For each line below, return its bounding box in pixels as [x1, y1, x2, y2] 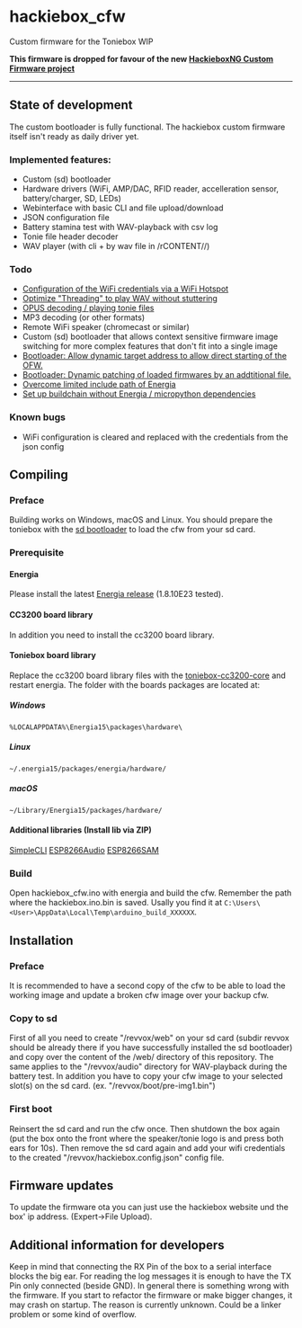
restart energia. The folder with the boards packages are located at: [9, 679, 261, 690]
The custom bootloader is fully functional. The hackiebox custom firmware [9, 121, 286, 132]
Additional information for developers [9, 1237, 225, 1252]
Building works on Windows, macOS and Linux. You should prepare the [9, 514, 273, 525]
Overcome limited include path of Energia [22, 379, 177, 390]
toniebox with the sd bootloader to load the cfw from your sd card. [9, 524, 256, 535]
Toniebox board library [9, 650, 96, 661]
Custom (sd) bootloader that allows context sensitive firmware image [22, 331, 279, 343]
